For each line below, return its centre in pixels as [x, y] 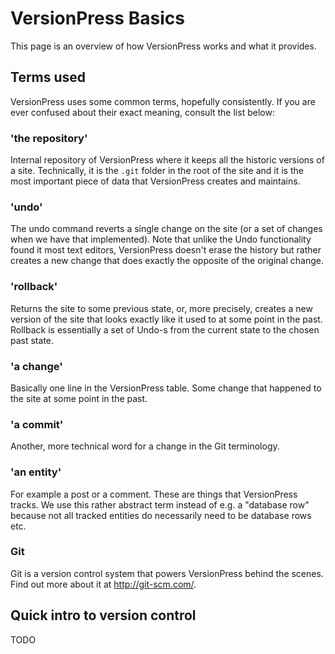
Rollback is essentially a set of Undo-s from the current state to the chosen [165, 329]
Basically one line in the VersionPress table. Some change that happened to [166, 388]
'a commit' [37, 424]
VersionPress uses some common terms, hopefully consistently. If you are [163, 101]
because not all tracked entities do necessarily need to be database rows [161, 515]
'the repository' [49, 138]
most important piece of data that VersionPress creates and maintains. [155, 181]
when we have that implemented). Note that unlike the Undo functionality [161, 239]
